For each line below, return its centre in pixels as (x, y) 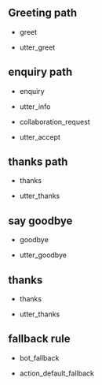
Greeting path (42, 13)
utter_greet (37, 47)
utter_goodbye (43, 255)
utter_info (35, 107)
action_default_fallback (56, 373)
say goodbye (40, 221)
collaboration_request (55, 121)
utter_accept (40, 136)
